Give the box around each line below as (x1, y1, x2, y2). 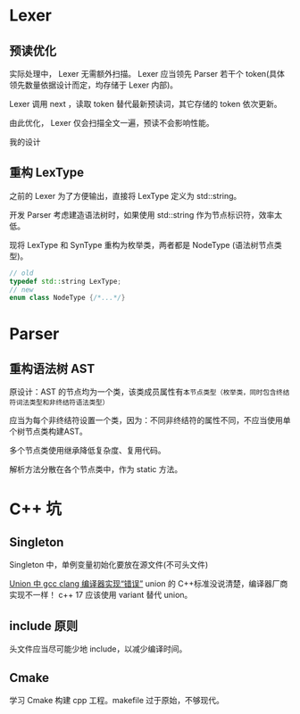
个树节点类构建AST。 (9, 426, 87, 437)
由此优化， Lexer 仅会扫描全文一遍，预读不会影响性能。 (9, 118, 214, 128)
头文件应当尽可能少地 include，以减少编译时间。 (9, 643, 187, 654)
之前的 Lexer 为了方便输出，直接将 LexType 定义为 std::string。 (9, 190, 242, 201)
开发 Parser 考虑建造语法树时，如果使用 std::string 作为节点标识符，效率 (9, 209, 275, 220)
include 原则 (9, 618, 79, 634)
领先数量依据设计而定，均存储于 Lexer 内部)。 (9, 79, 179, 90)
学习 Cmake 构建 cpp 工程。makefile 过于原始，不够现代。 (9, 694, 225, 705)
